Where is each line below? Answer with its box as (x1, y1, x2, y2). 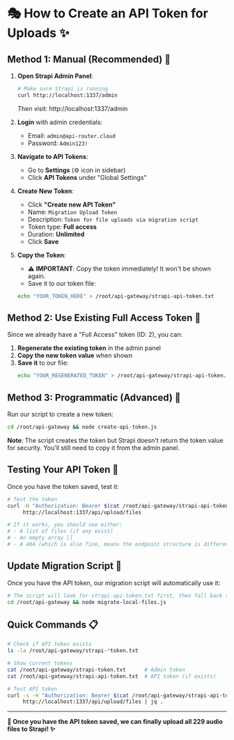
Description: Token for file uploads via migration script (27, 215, 199, 223)
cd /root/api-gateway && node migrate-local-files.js (7, 598, 167, 605)
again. (27, 271, 46, 280)
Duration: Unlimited (27, 229, 85, 238)
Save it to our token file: (27, 279, 96, 287)
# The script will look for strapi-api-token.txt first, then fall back (7, 592, 223, 599)
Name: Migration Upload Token (27, 207, 117, 216)
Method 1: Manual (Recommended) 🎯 (7, 53, 171, 65)
